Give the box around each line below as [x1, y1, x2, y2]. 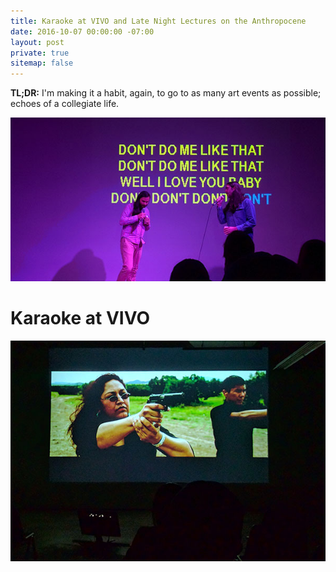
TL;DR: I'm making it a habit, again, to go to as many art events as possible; [10, 87, 322, 99]
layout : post [10, 37, 65, 47]
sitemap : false [10, 58, 74, 69]
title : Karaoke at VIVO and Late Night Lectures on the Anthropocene [10, 16, 307, 26]
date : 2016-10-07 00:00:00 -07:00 [10, 26, 155, 37]
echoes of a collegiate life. [10, 98, 120, 110]
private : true [10, 48, 70, 58]
